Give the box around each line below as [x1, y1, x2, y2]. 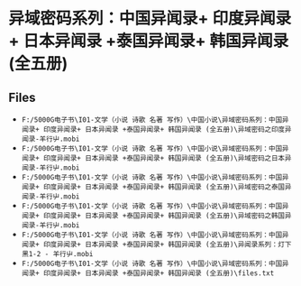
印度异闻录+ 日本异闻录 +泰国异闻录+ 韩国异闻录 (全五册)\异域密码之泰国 [42, 182, 286, 191]
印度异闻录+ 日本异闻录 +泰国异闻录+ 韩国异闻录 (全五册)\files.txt [42, 269, 275, 278]
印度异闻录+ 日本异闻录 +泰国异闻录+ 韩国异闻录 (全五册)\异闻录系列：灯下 [42, 240, 292, 249]
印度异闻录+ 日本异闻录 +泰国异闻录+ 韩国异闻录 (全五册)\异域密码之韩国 [42, 211, 286, 220]
